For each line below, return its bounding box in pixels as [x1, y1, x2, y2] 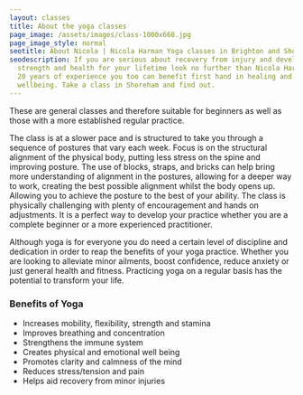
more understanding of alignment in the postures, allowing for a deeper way [9, 171, 292, 182]
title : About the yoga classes [9, 22, 127, 31]
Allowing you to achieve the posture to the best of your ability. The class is [9, 190, 286, 201]
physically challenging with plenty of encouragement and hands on [9, 200, 260, 211]
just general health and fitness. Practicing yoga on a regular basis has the [9, 265, 282, 276]
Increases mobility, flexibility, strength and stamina [22, 317, 211, 328]
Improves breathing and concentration [22, 327, 165, 338]
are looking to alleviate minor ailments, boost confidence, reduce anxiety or [9, 255, 290, 267]
